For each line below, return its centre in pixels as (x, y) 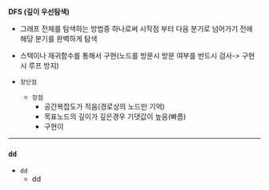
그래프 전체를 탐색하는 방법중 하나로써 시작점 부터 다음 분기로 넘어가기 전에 (137, 29)
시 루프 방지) (40, 65)
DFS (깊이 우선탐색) (39, 12)
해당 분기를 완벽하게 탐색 (58, 39)
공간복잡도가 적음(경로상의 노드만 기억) (104, 107)
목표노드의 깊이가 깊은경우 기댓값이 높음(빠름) (115, 117)
